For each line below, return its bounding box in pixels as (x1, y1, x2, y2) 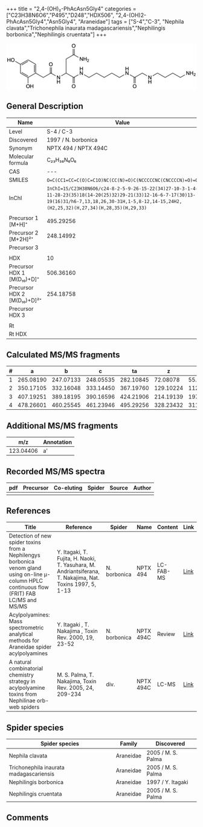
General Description (6, 101, 83, 111)
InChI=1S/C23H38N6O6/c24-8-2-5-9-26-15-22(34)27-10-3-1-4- (47, 186, 199, 192)
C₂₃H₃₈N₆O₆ (47, 156, 77, 163)
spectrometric (8, 624, 44, 631)
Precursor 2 (8, 229, 39, 236)
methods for (8, 637, 39, 644)
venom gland (8, 565, 42, 572)
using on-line (8, 571, 43, 578)
